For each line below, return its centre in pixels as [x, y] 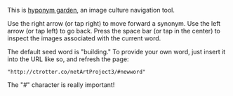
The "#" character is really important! [61, 85]
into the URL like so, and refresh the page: [68, 59]
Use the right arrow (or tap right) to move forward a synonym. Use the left [114, 23]
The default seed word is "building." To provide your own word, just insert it [116, 52]
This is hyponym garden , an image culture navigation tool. [91, 10]
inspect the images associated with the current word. [84, 38]
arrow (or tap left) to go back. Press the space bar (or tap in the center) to [114, 31]
